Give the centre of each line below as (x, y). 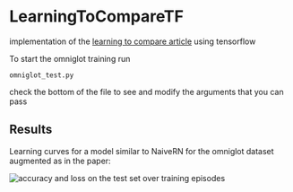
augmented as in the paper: (60, 161)
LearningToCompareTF (96, 17)
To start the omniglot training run (70, 58)
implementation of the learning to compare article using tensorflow (133, 41)
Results (31, 130)
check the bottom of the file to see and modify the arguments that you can (146, 92)
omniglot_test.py (42, 75)
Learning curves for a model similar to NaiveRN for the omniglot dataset (142, 151)
